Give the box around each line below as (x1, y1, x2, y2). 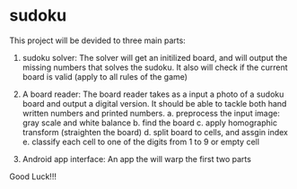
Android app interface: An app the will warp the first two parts (22, 153, 251, 164)
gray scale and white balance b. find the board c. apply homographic (22, 117, 278, 128)
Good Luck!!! (9, 171, 57, 182)
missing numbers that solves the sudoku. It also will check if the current (22, 62, 289, 73)
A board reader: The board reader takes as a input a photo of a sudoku (22, 89, 284, 99)
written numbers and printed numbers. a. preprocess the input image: (22, 107, 280, 118)
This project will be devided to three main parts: (9, 35, 186, 46)
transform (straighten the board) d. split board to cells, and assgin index (22, 126, 289, 137)
